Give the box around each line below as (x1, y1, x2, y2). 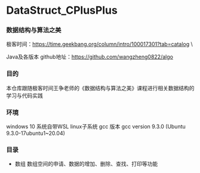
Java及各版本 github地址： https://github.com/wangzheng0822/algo (6, 53, 173, 60)
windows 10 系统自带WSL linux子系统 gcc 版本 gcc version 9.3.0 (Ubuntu (6, 123, 186, 130)
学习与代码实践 (6, 92, 43, 99)
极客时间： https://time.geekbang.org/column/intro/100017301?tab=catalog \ (6, 41, 193, 48)
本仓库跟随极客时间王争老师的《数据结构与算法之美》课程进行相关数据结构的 (6, 84, 195, 91)
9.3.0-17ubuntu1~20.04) (6, 129, 66, 137)
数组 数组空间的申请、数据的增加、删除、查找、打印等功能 (14, 160, 158, 168)
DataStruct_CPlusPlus (6, 4, 118, 17)
